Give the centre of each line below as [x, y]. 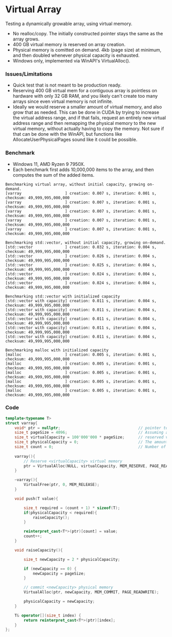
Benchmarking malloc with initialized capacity [57, 350]
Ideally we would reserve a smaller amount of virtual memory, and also [87, 107]
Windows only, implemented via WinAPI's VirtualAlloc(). [71, 60]
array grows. [26, 39]
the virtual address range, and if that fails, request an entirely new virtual [89, 118]
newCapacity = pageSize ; [59, 574]
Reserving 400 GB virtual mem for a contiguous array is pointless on [85, 91]
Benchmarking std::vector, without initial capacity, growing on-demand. [86, 242]
